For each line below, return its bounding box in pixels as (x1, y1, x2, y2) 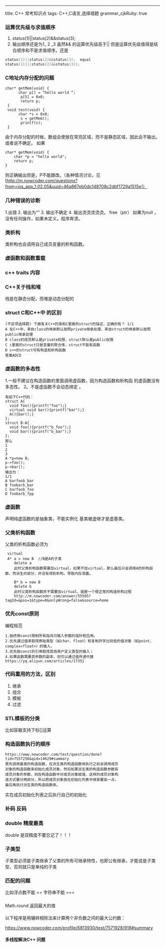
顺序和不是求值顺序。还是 (16, 47, 69, 53)
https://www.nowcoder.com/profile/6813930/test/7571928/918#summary (5, 925, 153, 931)
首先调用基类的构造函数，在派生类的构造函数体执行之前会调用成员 (5, 762, 119, 767)
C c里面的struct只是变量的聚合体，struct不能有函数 (5, 343, 101, 348)
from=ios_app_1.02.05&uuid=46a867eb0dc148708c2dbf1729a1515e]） (5, 183, 147, 190)
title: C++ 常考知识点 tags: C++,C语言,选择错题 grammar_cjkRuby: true (5, 10, 147, 16)
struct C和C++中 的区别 (5, 309, 62, 316)
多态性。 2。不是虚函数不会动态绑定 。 (5, 384, 83, 389)
